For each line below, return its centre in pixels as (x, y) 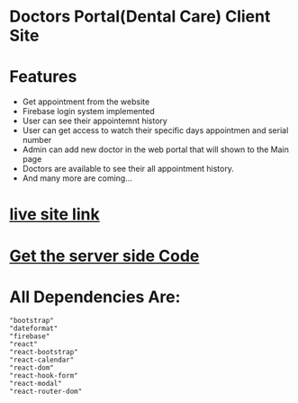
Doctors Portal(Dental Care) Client (140, 17)
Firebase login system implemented (88, 112)
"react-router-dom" (46, 392)
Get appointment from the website (86, 102)
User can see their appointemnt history (95, 121)
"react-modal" (36, 384)
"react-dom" (32, 368)
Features (43, 77)
